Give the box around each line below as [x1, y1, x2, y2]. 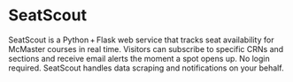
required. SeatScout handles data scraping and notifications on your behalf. [8, 63, 284, 73]
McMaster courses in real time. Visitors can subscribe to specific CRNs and [8, 43, 284, 54]
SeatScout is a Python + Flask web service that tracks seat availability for [8, 34, 274, 45]
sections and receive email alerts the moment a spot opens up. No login [8, 53, 271, 63]
